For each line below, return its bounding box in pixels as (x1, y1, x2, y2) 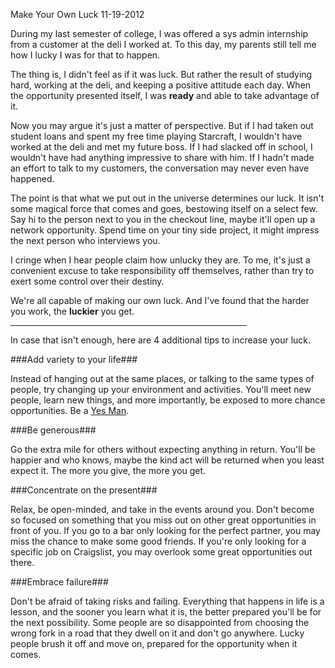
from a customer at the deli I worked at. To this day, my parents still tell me (10, 39, 317, 50)
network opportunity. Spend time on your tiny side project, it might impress (10, 224, 320, 236)
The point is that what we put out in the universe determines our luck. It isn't (10, 192, 325, 204)
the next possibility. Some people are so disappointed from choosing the (10, 617, 310, 628)
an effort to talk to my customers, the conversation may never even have (10, 162, 310, 174)
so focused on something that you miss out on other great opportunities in (10, 514, 317, 526)
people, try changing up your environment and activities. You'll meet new (10, 384, 312, 395)
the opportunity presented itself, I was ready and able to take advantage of (10, 90, 320, 101)
